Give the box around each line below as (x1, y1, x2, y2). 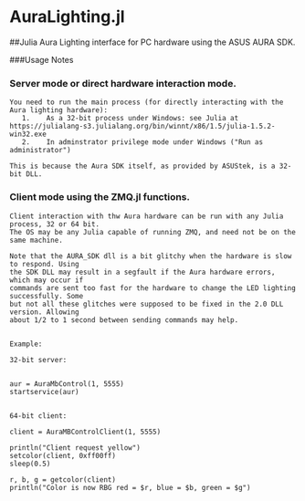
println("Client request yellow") (9, 443, 142, 453)
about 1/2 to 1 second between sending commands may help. (9, 315, 239, 325)
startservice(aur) (9, 387, 79, 396)
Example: (9, 339, 43, 349)
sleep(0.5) (9, 459, 51, 468)
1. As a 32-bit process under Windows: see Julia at (21, 114, 239, 123)
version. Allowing (9, 308, 79, 317)
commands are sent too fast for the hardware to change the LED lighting (9, 283, 297, 293)
